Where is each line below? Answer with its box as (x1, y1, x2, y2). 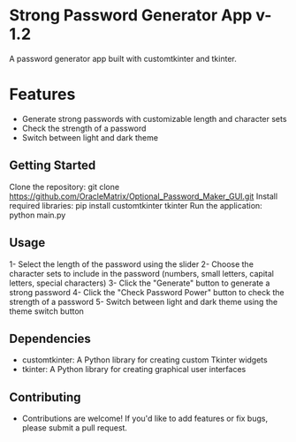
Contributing (9, 390, 81, 405)
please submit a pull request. (21, 423, 128, 433)
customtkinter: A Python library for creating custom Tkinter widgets (21, 354, 268, 365)
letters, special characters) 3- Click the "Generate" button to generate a (9, 278, 270, 288)
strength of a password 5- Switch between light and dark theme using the (9, 296, 278, 307)
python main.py (9, 210, 66, 220)
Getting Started (9, 158, 96, 173)
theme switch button (9, 306, 84, 316)
